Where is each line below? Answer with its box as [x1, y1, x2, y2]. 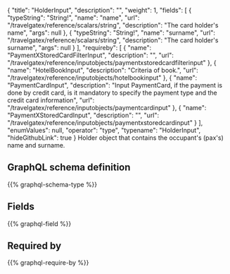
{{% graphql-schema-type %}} [7, 180, 98, 189]
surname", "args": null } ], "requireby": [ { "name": [7, 44, 152, 52]
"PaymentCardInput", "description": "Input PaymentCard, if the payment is [7, 81, 223, 89]
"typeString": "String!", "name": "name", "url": [7, 13, 140, 22]
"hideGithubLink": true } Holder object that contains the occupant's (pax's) [7, 133, 224, 142]
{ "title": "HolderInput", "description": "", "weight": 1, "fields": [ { [7, 6, 192, 14]
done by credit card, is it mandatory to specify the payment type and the [7, 88, 218, 97]
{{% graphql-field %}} [7, 219, 72, 228]
